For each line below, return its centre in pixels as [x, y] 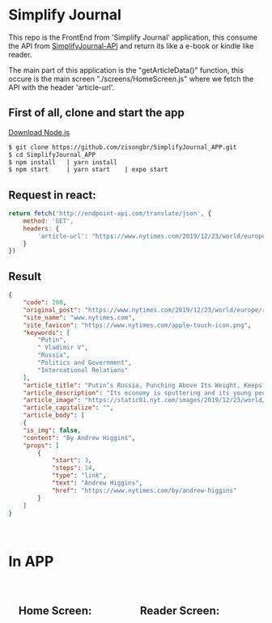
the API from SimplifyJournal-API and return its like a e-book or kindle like [131, 45]
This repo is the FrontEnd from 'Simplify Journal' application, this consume [133, 37]
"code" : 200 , [45, 303]
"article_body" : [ [54, 415]
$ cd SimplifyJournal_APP [52, 155]
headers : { [41, 228]
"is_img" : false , [52, 430]
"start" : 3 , [72, 460]
